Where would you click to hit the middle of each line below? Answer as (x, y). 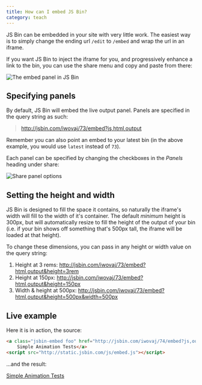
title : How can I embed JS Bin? (47, 12)
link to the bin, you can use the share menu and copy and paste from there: (99, 65)
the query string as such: (37, 117)
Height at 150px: (35, 278)
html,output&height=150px (48, 284)
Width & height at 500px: (46, 291)
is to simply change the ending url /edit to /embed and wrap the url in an (95, 41)
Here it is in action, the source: (44, 330)
